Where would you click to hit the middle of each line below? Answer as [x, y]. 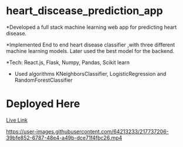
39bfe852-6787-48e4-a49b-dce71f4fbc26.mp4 [64, 138]
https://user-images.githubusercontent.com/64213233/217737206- [87, 131]
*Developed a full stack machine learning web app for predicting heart [91, 27]
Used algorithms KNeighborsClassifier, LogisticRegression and [90, 73]
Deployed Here [43, 104]
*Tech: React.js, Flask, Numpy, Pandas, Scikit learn [68, 62]
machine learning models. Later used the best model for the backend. [90, 51]
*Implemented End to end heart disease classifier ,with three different [91, 45]
